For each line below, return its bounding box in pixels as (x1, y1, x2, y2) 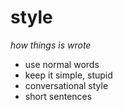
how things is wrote (10, 39, 92, 51)
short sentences (24, 90, 93, 102)
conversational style (24, 79, 109, 91)
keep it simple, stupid (24, 69, 113, 81)
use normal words (24, 58, 100, 70)
